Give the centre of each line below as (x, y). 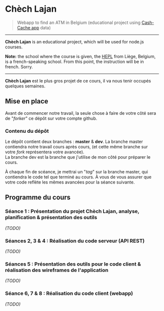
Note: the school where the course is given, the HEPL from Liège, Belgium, (80, 56)
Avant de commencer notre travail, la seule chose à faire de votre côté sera (81, 113)
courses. (14, 47)
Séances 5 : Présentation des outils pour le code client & (73, 264)
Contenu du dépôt (27, 131)
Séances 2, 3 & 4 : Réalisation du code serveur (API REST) (75, 241)
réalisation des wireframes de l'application (57, 270)
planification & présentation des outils (51, 217)
